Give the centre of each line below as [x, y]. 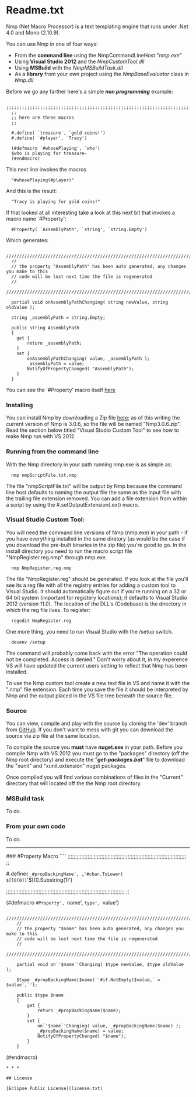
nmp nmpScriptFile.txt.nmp [44, 475]
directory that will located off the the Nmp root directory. [74, 783]
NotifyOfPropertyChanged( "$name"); [82, 1036]
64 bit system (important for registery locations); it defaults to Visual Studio [97, 597]
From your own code [36, 827]
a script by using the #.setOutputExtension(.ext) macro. [73, 504]
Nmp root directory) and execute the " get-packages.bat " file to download [95, 760]
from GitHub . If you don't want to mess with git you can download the [90, 730]
